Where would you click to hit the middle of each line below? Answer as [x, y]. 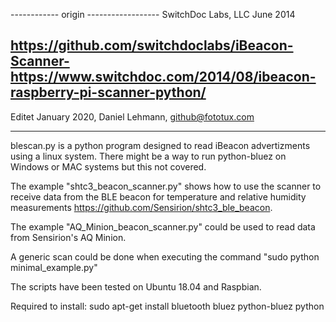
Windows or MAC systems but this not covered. [108, 166]
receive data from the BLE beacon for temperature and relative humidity [158, 196]
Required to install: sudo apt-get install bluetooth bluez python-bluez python [167, 306]
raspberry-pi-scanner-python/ [108, 92]
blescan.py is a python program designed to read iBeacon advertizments [160, 145]
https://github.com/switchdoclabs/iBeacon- [152, 45]
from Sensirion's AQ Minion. [68, 237]
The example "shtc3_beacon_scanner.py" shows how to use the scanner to [166, 186]
